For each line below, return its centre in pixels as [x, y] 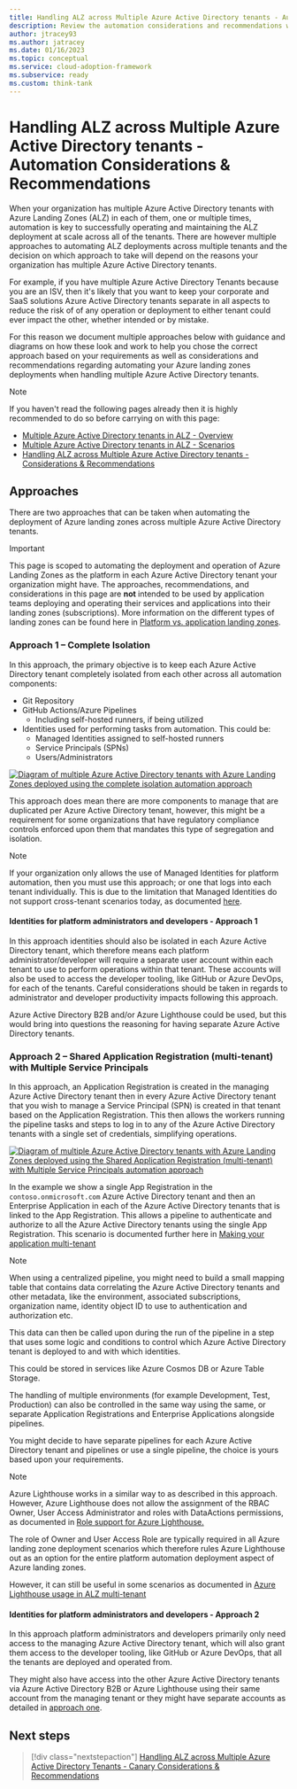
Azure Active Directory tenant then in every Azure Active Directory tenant [143, 1096]
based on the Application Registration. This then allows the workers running [147, 1115]
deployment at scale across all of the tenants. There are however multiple [143, 237]
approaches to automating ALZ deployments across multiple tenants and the [148, 245]
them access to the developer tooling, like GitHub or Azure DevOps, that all [146, 1653]
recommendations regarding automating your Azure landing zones [130, 365]
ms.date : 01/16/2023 [47, 51]
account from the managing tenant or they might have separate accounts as [148, 1699]
